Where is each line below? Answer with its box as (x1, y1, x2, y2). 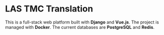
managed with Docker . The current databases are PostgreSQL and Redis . (5, 24, 155, 30)
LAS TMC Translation (5, 3, 94, 14)
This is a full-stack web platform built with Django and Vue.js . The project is (5, 19, 159, 25)
